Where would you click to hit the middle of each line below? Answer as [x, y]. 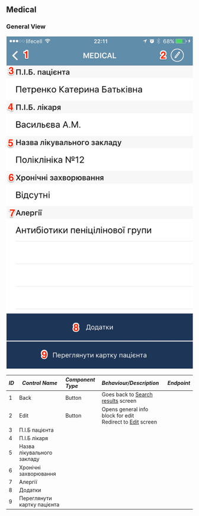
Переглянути [36, 498]
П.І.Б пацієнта [36, 430]
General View [26, 27]
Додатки [30, 490]
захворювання [38, 473]
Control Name [40, 383]
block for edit [118, 415]
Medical [21, 10]
